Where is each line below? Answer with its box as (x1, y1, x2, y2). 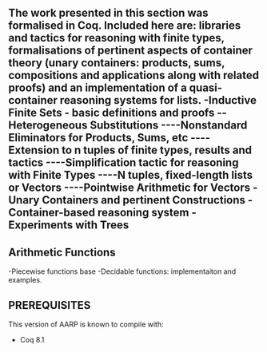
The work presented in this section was (8, 6, 209, 20)
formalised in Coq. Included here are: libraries (8, 19, 241, 33)
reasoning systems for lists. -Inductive (59, 93, 257, 107)
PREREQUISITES (8, 299, 91, 312)
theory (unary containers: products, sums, (8, 56, 225, 70)
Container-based (8, 206, 96, 220)
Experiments (8, 219, 74, 232)
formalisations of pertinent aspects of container (8, 44, 253, 57)
